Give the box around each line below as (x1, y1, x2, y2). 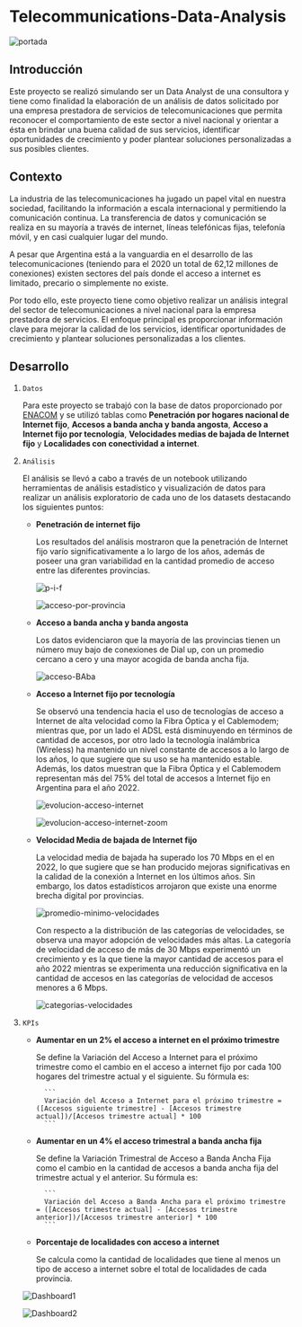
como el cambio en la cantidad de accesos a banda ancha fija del (35, 1163, 279, 1173)
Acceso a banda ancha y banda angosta (35, 617, 189, 628)
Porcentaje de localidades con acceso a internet (35, 1237, 220, 1248)
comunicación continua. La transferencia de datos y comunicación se (9, 212, 267, 223)
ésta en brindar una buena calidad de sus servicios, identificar (9, 124, 241, 135)
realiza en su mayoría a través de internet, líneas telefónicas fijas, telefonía (9, 222, 286, 233)
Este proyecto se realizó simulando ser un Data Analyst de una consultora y (9, 85, 289, 96)
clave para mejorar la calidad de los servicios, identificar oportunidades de (9, 323, 286, 334)
